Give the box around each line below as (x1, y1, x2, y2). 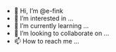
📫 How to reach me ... (13, 37, 79, 45)
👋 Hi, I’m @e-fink (13, 7, 63, 15)
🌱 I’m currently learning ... (13, 22, 89, 30)
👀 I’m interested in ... (13, 14, 74, 22)
